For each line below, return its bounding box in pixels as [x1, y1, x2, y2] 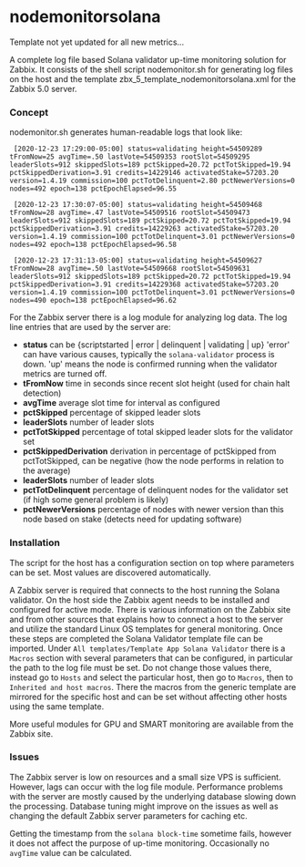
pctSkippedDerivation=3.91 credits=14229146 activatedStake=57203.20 [9, 169, 280, 178]
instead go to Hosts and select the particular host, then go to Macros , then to [9, 672, 294, 683]
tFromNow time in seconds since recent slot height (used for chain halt [22, 378, 290, 389]
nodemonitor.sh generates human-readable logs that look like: [9, 127, 243, 138]
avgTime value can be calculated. [9, 847, 132, 858]
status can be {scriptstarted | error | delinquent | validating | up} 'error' [22, 339, 290, 350]
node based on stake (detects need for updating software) [22, 513, 243, 525]
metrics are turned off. [22, 368, 107, 379]
